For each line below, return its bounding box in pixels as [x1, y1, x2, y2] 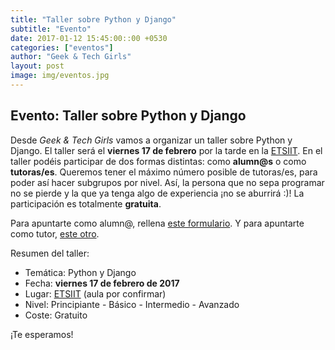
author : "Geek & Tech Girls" [10, 52, 132, 62]
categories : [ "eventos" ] [10, 42, 114, 53]
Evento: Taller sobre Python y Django [10, 107, 247, 125]
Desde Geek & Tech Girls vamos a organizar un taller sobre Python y [10, 134, 293, 146]
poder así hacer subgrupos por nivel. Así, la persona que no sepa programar [10, 176, 325, 188]
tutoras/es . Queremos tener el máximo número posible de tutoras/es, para [10, 166, 318, 178]
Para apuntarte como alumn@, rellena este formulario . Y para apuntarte [10, 217, 305, 229]
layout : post [10, 61, 65, 71]
